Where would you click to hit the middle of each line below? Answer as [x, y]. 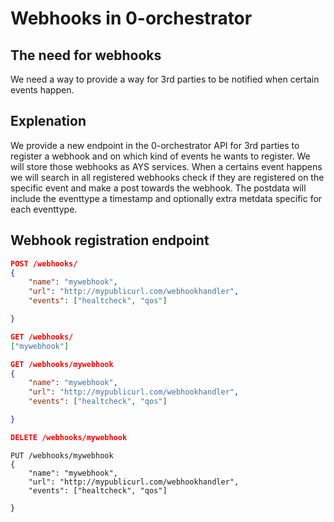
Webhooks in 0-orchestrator [131, 18]
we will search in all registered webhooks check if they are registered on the [167, 177]
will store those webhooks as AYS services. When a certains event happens [166, 166]
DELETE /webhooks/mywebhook [69, 437]
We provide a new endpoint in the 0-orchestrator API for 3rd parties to [155, 145]
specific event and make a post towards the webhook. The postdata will [158, 188]
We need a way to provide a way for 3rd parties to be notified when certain [165, 79]
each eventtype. [44, 209]
